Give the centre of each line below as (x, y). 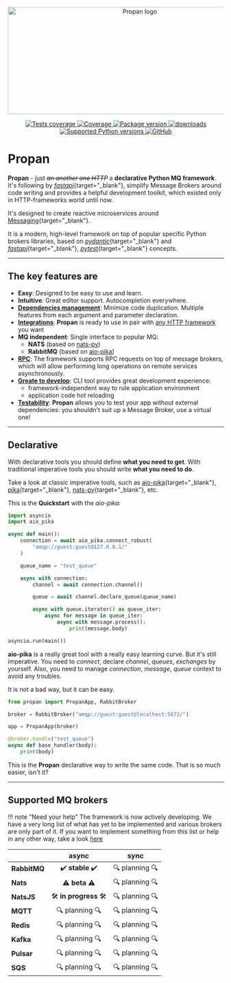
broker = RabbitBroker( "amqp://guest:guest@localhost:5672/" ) (98, 714)
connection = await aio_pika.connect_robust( (86, 541)
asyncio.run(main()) (37, 641)
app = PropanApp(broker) (43, 727)
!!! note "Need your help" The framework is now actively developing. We (110, 817)
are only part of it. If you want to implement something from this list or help (113, 831)
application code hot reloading (71, 395)
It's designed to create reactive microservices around (83, 213)
